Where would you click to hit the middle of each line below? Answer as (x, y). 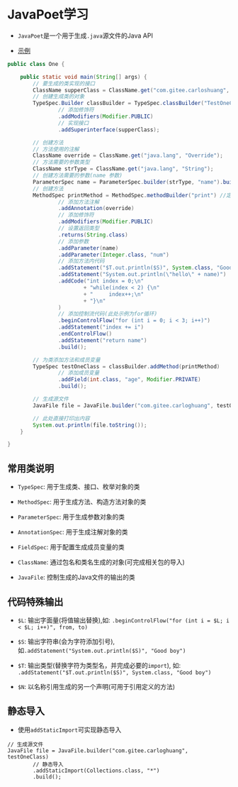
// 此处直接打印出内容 (61, 418)
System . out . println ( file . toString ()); (90, 425)
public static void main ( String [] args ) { (84, 77)
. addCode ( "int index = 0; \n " (101, 281)
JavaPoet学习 (48, 15)
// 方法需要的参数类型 (61, 163)
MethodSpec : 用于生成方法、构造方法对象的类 (82, 502)
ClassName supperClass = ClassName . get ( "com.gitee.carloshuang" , (131, 90)
